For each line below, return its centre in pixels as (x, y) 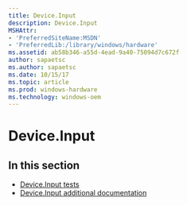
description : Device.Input (53, 23)
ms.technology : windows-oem (55, 97)
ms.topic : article (39, 82)
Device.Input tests (49, 184)
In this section (44, 165)
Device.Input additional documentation (83, 193)
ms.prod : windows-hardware (53, 89)
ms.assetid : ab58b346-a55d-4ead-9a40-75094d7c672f (94, 52)
